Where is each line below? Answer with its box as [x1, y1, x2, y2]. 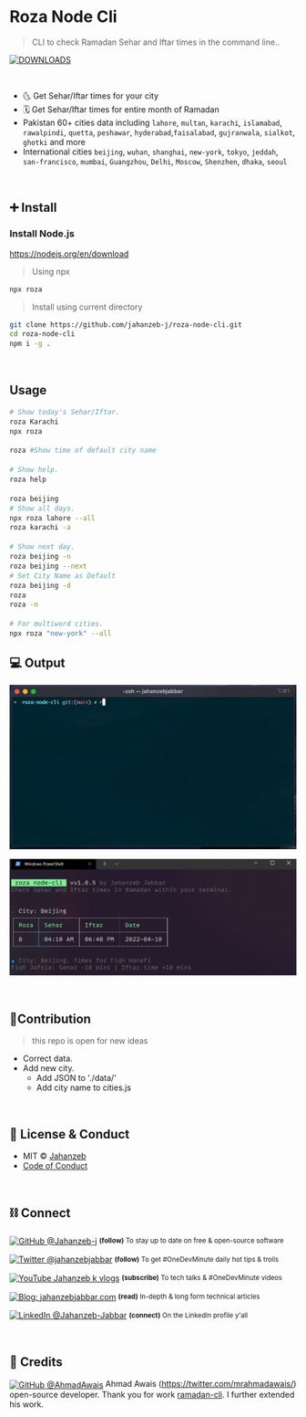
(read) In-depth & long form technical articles [117, 1292, 260, 1301]
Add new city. [22, 1063, 75, 1074]
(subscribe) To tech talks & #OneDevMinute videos [121, 1274, 282, 1283]
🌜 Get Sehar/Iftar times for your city [22, 89, 159, 101]
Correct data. [22, 1053, 73, 1065]
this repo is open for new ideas [31, 1035, 148, 1046]
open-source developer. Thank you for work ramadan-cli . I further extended [9, 1389, 295, 1400]
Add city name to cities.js [36, 1082, 132, 1093]
